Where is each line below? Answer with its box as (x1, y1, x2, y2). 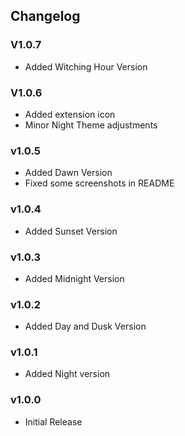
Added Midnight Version (24, 272, 125, 284)
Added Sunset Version (24, 225, 118, 237)
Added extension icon (24, 108, 116, 120)
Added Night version (24, 368, 111, 380)
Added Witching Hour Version (24, 60, 148, 73)
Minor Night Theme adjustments (24, 119, 158, 131)
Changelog (10, 8, 81, 25)
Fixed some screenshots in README (24, 177, 175, 189)
